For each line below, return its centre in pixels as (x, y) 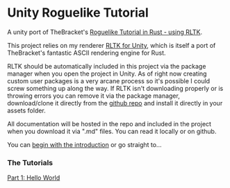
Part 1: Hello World (34, 178)
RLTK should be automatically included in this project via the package (107, 66)
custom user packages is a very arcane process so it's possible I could (109, 80)
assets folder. (27, 110)
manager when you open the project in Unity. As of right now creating (107, 74)
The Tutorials (30, 162)
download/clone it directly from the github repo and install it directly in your (115, 103)
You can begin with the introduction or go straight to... (84, 144)
